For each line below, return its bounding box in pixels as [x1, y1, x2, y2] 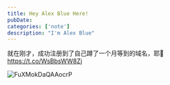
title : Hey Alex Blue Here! [7, 10, 89, 17]
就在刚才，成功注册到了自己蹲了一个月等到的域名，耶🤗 [7, 49, 164, 57]
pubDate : [7, 17, 33, 23]
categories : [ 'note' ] [7, 23, 70, 30]
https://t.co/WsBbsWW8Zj [7, 57, 82, 66]
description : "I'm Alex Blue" [7, 29, 95, 37]
